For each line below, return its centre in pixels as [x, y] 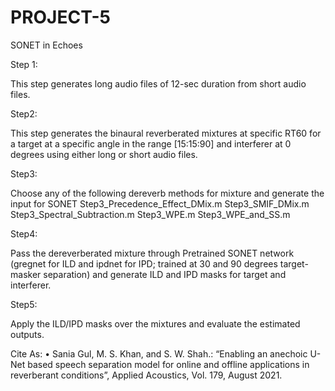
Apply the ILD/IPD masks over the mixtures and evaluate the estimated [155, 323]
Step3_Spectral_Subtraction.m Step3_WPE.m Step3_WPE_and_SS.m [150, 214]
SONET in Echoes [46, 45]
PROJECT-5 [60, 17]
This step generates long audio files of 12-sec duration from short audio [158, 83]
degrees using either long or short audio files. [104, 154]
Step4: [24, 233]
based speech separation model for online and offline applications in [168, 364]
